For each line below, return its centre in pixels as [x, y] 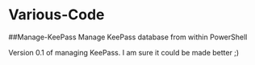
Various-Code [56, 15]
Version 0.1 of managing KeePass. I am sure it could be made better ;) [124, 52]
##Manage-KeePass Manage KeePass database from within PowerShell [128, 37]
